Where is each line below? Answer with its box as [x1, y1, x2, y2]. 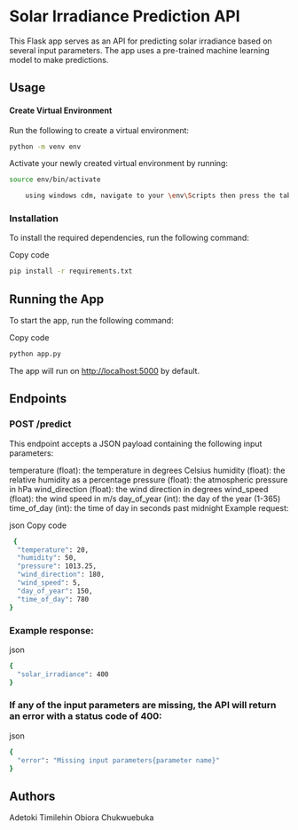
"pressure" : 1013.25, [17, 562, 98, 571]
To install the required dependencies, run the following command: [9, 233, 250, 243]
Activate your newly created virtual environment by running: [9, 158, 229, 169]
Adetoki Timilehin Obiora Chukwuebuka [9, 812, 154, 823]
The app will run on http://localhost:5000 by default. [9, 366, 200, 377]
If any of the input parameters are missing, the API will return [9, 699, 277, 712]
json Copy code [9, 520, 67, 531]
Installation [9, 212, 59, 225]
